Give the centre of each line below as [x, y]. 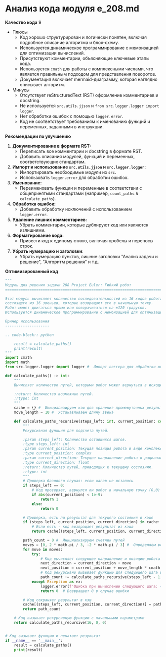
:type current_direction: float [56, 462]
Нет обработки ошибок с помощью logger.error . [71, 116]
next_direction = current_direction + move [86, 563]
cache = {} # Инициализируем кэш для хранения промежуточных [79, 408]
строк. [26, 246]
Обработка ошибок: [34, 204]
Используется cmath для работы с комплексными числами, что [86, 69]
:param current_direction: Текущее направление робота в [83, 458]
